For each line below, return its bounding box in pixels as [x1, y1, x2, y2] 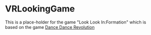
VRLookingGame [5, 3, 75, 14]
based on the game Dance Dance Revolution [5, 24, 95, 30]
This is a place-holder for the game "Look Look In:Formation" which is [5, 19, 147, 25]
